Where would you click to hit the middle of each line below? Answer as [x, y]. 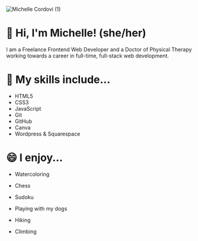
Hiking [23, 220]
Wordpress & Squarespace [47, 134]
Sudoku [24, 197]
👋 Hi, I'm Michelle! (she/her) [76, 33]
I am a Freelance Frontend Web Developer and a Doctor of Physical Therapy [99, 49]
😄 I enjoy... [35, 158]
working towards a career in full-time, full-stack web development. [87, 56]
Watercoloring [32, 174]
